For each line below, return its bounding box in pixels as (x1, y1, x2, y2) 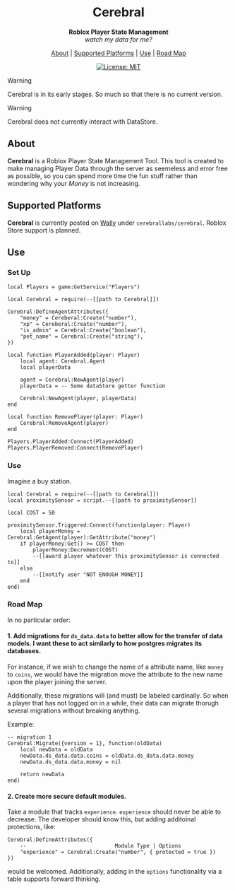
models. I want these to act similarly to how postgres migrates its (7, 639, 203, 648)
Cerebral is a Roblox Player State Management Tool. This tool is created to (7, 156, 224, 165)
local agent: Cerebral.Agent (20, 358, 106, 365)
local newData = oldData (20, 746, 93, 754)
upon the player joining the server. (7, 678, 107, 686)
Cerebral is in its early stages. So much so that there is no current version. (7, 90, 223, 98)
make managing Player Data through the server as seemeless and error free (7, 164, 228, 172)
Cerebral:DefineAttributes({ (7, 836, 93, 843)
